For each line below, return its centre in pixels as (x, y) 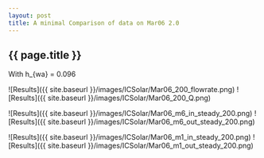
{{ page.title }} (45, 55)
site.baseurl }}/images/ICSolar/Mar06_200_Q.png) (129, 98)
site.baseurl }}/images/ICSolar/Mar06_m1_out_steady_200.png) (151, 146)
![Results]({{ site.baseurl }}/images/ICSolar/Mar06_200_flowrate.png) (122, 90)
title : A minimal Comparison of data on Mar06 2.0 (94, 23)
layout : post (30, 15)
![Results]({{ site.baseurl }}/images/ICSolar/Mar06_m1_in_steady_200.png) (130, 137)
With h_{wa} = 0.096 (42, 74)
